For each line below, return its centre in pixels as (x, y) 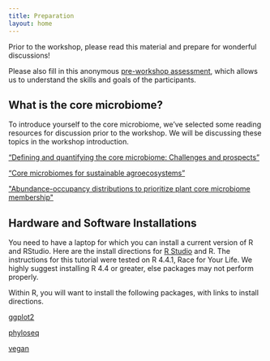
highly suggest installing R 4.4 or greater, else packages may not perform (131, 269)
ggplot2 (21, 317)
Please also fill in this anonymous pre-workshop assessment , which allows (133, 71)
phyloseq (24, 333)
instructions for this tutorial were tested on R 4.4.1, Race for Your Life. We (131, 260)
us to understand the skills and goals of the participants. (103, 80)
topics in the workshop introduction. (69, 142)
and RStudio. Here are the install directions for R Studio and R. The (120, 251)
